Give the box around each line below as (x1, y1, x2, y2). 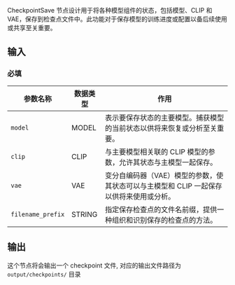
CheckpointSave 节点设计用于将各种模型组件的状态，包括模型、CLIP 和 (7, 6, 213, 14)
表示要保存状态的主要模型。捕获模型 (104, 113, 225, 123)
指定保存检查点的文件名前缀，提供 (104, 204, 218, 214)
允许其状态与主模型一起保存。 (118, 157, 218, 167)
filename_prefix (10, 210, 65, 218)
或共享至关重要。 (7, 24, 57, 32)
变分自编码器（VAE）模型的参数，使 (104, 170, 224, 180)
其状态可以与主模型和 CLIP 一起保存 (104, 181, 222, 190)
